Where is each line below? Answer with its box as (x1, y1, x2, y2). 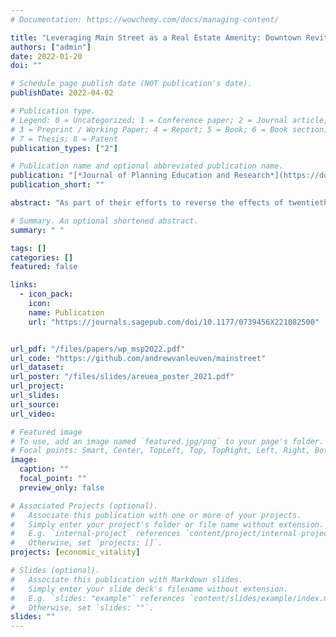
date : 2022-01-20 (10, 51, 83, 61)
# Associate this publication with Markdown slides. (10, 574, 244, 585)
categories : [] (10, 252, 74, 263)
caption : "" (19, 464, 70, 475)
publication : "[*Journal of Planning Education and (10, 171, 230, 181)
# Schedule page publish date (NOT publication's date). (10, 79, 253, 89)
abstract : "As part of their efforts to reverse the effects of (10, 198, 284, 208)
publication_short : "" (10, 180, 105, 190)
